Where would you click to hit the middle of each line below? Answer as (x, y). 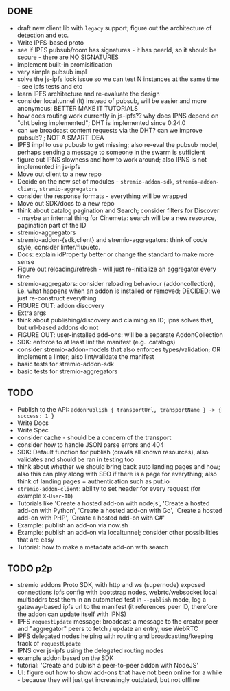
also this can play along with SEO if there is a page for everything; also (117, 474)
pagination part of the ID (51, 225)
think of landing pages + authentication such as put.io (93, 481)
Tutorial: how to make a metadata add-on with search (93, 547)
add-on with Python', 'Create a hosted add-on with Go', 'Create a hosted (119, 510)
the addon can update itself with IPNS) (72, 614)
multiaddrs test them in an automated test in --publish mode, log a (112, 600)
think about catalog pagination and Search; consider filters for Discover (118, 210)
